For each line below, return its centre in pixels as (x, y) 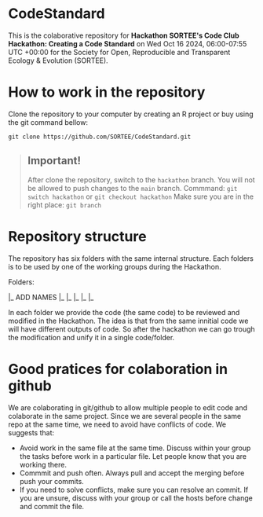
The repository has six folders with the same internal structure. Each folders (131, 258)
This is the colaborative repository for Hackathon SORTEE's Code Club (124, 35)
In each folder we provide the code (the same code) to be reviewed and (124, 312)
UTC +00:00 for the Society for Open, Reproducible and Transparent (119, 52)
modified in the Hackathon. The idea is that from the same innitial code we (128, 321)
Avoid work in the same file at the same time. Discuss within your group (135, 448)
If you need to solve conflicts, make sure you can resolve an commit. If (134, 489)
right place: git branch (64, 204)
